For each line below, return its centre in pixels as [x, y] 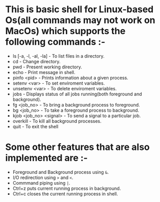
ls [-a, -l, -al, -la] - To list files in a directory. [59, 56]
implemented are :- [47, 158]
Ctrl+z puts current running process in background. [67, 188]
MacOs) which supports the [65, 31]
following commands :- [55, 42]
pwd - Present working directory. [47, 67]
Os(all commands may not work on [80, 20]
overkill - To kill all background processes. [57, 121]
